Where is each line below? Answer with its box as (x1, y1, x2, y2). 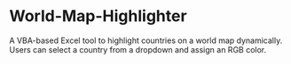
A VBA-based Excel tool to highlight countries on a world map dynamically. (9, 35, 283, 46)
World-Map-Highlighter (9, 6, 188, 26)
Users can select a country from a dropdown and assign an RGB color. (9, 44, 267, 54)
